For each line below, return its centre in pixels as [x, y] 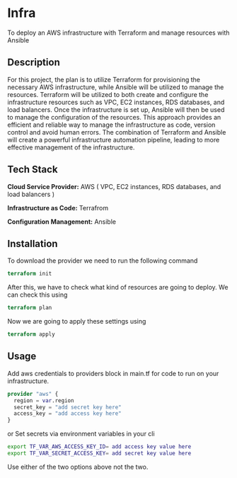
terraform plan [30, 308]
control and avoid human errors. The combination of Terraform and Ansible [117, 132]
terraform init [30, 274]
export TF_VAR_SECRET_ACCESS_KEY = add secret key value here [99, 454]
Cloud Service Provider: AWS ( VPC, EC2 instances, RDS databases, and [114, 186]
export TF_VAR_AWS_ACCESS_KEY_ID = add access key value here [99, 447]
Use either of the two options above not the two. [78, 467]
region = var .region [44, 400]
